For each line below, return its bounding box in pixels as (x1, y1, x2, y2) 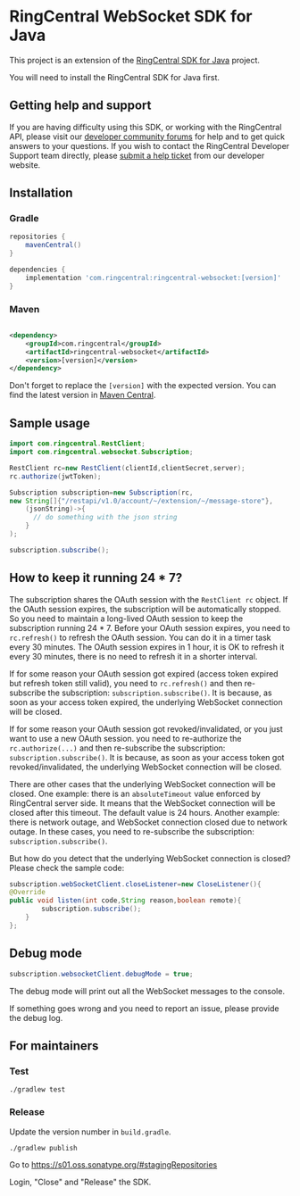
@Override (9, 888, 46, 897)
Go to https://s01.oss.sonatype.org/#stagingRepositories (9, 1159, 218, 1170)
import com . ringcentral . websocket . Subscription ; (9, 448, 194, 457)
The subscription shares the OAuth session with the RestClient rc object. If (9, 594, 288, 604)
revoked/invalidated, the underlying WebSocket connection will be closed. (9, 761, 282, 772)
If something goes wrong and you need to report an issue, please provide (9, 1002, 279, 1014)
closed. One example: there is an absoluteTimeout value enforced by (9, 788, 261, 799)
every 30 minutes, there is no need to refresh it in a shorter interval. (9, 651, 258, 661)
